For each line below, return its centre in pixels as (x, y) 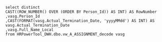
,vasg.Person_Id (23, 16)
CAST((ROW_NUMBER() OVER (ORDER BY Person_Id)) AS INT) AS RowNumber (81, 12)
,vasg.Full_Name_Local (29, 30)
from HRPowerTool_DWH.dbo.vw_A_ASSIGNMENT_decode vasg (65, 34)
